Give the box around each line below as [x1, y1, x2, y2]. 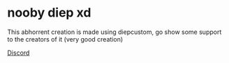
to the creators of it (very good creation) [7, 35, 124, 43]
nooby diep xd [7, 5, 91, 21]
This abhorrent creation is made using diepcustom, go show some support [7, 28, 222, 36]
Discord [7, 48, 30, 57]
